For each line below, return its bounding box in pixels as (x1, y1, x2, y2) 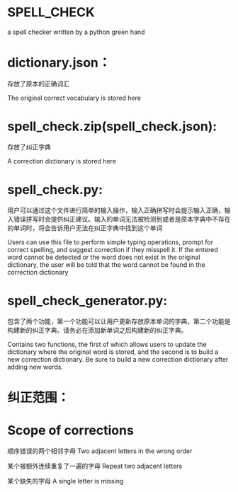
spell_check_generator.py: (7, 292, 168, 309)
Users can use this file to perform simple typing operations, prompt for (7, 238, 214, 246)
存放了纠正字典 (7, 142, 51, 151)
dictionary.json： (7, 55, 111, 71)
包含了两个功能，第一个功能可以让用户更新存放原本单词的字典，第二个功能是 (7, 316, 231, 326)
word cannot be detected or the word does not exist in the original (7, 253, 200, 261)
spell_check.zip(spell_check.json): (7, 118, 217, 135)
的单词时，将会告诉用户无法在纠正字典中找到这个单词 (7, 224, 163, 232)
